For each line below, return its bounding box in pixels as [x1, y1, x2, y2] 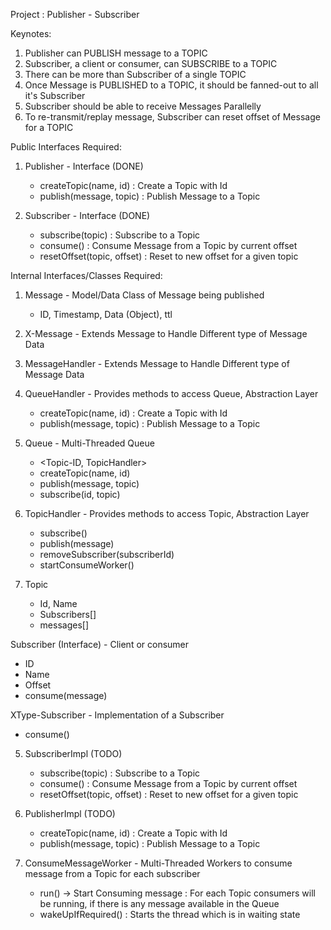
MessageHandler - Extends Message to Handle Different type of [24, 358, 290, 369]
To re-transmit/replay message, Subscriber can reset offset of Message [24, 111, 321, 123]
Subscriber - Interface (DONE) [24, 210, 151, 221]
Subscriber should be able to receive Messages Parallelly [24, 100, 262, 112]
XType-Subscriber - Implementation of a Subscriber [10, 709, 225, 721]
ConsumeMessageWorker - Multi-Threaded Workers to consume [24, 857, 293, 869]
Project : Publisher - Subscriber [10, 9, 140, 20]
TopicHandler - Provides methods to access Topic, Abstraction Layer [24, 508, 310, 519]
